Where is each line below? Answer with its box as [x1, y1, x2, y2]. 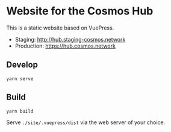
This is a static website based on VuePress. [6, 24, 114, 31]
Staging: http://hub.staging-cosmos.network [14, 36, 126, 43]
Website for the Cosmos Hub [6, 4, 154, 18]
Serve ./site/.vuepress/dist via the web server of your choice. [6, 119, 166, 126]
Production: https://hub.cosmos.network [14, 42, 116, 49]
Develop [6, 60, 38, 70]
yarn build [6, 108, 34, 114]
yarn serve [6, 75, 34, 82]
